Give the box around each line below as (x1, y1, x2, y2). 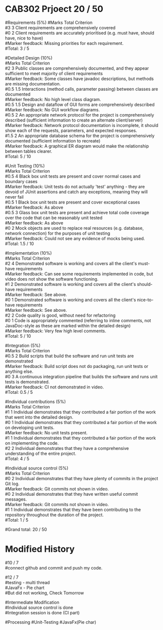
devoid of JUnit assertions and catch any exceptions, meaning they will (5, 189, 148, 195)
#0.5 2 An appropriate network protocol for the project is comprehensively (5, 112, 154, 118)
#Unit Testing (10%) (5, 163, 45, 169)
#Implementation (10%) (5, 250, 52, 256)
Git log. (5, 481, 19, 487)
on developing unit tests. (5, 425, 54, 430)
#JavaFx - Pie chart (5, 585, 45, 590)
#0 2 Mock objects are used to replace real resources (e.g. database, (5, 225, 144, 231)
